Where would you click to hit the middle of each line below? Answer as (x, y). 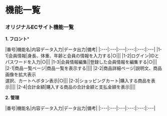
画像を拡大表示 (21, 74)
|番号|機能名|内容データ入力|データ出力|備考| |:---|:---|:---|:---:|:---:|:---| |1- (83, 49)
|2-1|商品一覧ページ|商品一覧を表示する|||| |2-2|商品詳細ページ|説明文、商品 (83, 68)
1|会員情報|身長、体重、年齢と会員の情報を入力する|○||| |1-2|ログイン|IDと (82, 56)
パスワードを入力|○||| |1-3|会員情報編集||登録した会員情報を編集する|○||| (81, 62)
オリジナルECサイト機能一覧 (40, 27)
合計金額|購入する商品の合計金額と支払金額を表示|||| (81, 87)
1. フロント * (17, 39)
